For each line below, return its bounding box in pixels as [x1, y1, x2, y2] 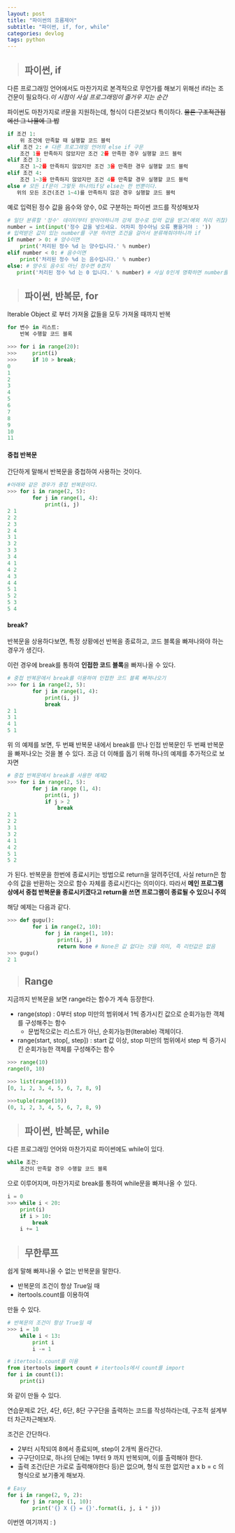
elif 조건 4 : [7, 170, 43, 177]
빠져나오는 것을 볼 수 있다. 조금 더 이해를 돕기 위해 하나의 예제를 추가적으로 [14, 749, 218, 758]
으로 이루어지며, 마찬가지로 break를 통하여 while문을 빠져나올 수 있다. [7, 1179, 197, 1188]
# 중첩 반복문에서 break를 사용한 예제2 [7, 772, 108, 779]
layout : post [7, 10, 45, 18]
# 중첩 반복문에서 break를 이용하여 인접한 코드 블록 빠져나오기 [7, 675, 166, 682]
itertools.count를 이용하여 [17, 1290, 90, 1299]
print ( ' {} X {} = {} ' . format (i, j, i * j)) [32, 1504, 161, 1512]
